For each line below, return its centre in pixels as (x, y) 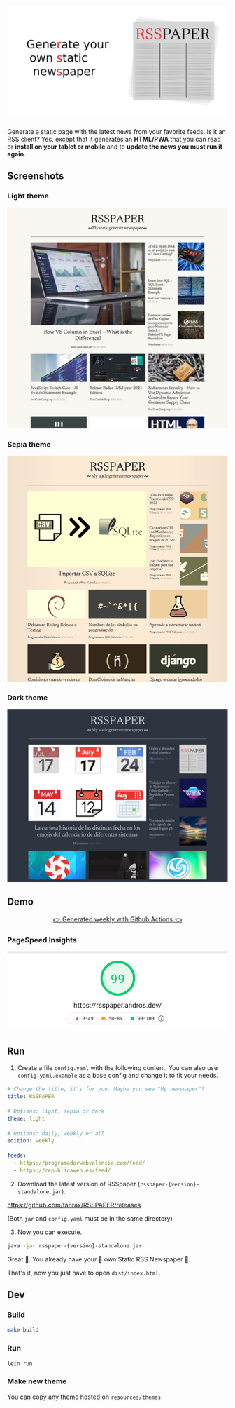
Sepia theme (29, 444)
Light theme (28, 196)
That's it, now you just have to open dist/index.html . (84, 1273)
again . (16, 154)
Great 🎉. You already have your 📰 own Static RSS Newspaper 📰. (99, 1259)
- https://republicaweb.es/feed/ (62, 1170)
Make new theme (37, 1381)
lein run (20, 1363)
